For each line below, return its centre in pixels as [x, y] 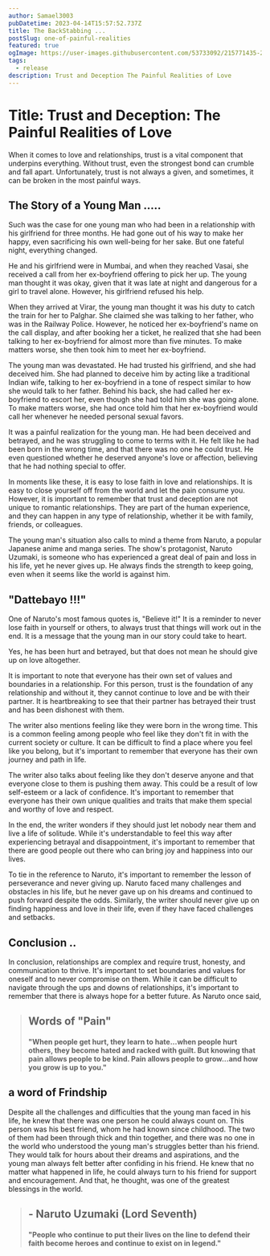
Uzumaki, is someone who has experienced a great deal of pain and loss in [133, 557]
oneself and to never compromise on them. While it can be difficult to [123, 979]
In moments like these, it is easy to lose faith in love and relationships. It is [131, 482]
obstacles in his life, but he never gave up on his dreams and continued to [131, 892]
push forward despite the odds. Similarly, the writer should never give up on [134, 900]
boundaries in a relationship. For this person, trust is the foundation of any [131, 685]
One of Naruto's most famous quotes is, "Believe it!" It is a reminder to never [135, 619]
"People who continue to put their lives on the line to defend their [139, 1234]
